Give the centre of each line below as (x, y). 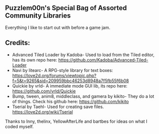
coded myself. (19, 126)
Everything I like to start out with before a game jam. (58, 27)
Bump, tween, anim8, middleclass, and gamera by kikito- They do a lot (83, 96)
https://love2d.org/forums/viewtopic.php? (54, 75)
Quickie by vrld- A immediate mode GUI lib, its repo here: (70, 86)
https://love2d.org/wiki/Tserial (43, 112)
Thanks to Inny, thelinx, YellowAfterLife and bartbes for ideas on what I (76, 121)
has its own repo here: (35, 60)
